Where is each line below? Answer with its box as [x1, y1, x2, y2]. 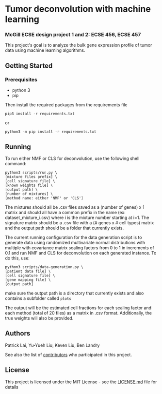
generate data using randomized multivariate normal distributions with [5, 239, 146, 245]
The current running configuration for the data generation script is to [5, 234, 142, 240]
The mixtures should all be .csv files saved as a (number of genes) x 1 [5, 204, 145, 210]
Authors [5, 329, 31, 337]
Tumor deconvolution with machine [5, 3, 151, 15]
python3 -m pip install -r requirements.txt [5, 129, 97, 135]
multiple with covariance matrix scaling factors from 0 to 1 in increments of [5, 245, 154, 251]
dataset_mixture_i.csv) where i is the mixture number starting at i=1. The [5, 215, 149, 220]
